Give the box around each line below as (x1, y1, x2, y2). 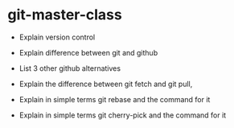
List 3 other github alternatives (18, 63, 121, 73)
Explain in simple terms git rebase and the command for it (18, 94, 211, 104)
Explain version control (18, 32, 96, 42)
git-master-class (7, 6, 122, 24)
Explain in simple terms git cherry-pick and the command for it (18, 110, 227, 120)
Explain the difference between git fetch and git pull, (18, 79, 193, 89)
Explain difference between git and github (18, 47, 158, 57)
